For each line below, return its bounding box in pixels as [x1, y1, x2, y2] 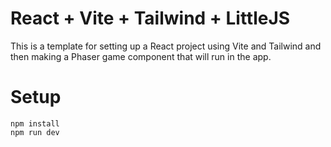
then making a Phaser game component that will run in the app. [10, 50, 272, 62]
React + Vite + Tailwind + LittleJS [10, 7, 291, 30]
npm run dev [10, 127, 60, 137]
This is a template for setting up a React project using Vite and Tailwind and [10, 40, 322, 52]
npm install [10, 118, 60, 129]
